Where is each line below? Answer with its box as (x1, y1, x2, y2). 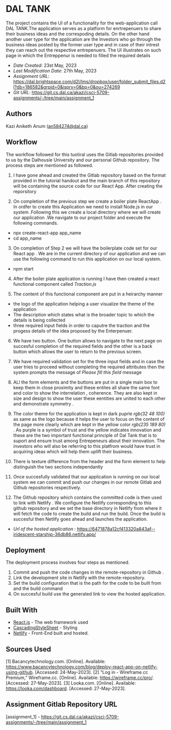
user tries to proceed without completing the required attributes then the (13, 364, 165, 370)
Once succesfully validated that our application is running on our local (13, 473, 160, 479)
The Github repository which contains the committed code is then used (13, 494, 162, 500)
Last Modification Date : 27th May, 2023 (13, 67, 97, 74)
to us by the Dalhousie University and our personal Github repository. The (6, 156, 160, 163)
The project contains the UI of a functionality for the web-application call (6, 20, 158, 26)
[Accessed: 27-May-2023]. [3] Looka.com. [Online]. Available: (6, 680, 136, 686)
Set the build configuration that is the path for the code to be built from (13, 580, 161, 586)
